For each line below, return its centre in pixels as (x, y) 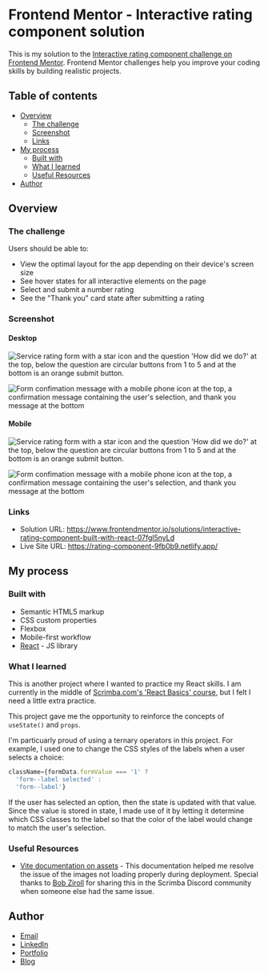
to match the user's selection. (57, 828)
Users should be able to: (49, 249)
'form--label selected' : (59, 779)
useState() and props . (45, 725)
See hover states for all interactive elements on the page (113, 281)
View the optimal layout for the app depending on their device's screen (137, 264)
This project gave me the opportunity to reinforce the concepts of (116, 716)
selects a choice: (36, 757)
